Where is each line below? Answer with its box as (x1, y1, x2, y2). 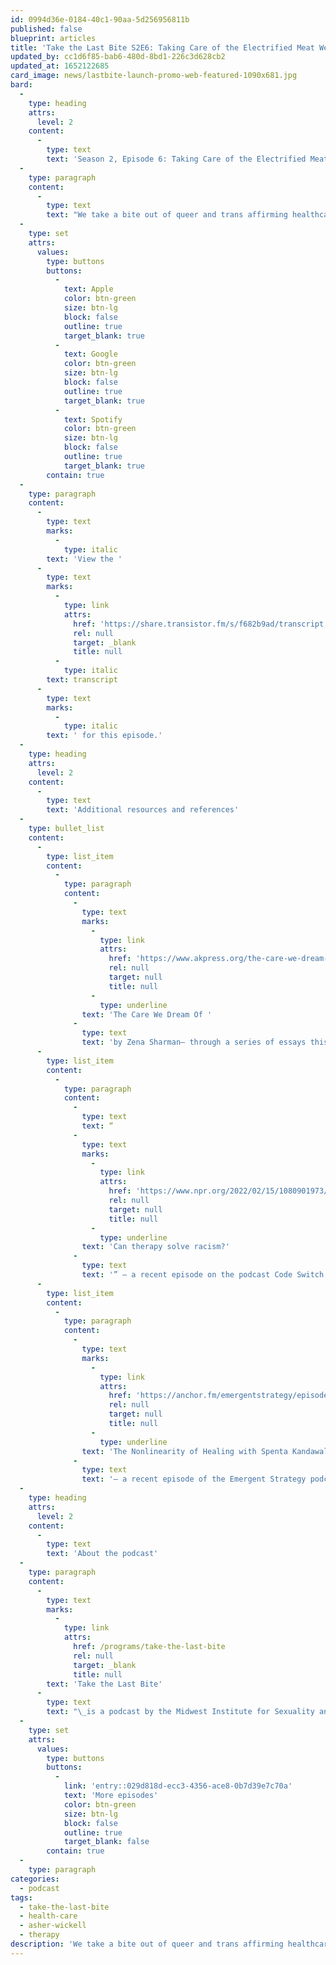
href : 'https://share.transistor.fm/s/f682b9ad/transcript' (73, 619, 329, 629)
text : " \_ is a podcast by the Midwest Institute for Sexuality (46, 1707, 315, 1717)
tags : (10, 1892, 33, 1903)
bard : (10, 80, 33, 90)
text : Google (63, 349, 118, 360)
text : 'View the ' (46, 554, 123, 564)
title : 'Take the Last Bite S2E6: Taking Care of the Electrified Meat (10, 42, 315, 53)
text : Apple (63, 284, 114, 295)
